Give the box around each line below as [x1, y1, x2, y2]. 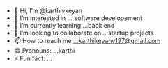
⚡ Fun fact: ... [13, 54, 52, 62]
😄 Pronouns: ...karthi [13, 46, 75, 55]
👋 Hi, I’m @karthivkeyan [13, 7, 82, 15]
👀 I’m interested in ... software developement [13, 14, 143, 22]
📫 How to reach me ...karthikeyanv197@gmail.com [13, 37, 161, 44]
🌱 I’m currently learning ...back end [13, 22, 115, 29]
